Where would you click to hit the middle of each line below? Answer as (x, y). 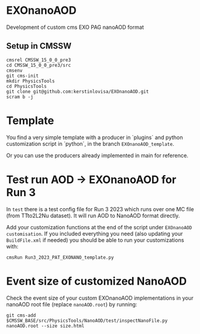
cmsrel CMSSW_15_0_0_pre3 (38, 60)
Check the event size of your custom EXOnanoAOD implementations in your (100, 298)
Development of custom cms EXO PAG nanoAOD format (75, 27)
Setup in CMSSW (39, 46)
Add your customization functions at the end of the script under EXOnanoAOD (99, 227)
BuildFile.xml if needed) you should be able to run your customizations (95, 240)
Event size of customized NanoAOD (97, 281)
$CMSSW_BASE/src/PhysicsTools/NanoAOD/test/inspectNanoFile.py (87, 320)
